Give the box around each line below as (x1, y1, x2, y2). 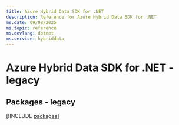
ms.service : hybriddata (6, 36, 65, 42)
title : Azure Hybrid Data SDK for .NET (6, 8, 104, 15)
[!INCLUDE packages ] (6, 113, 59, 119)
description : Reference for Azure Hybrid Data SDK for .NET (6, 14, 157, 20)
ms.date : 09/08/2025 (6, 19, 57, 25)
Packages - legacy (6, 97, 75, 107)
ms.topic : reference (6, 25, 57, 31)
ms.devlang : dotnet (6, 31, 54, 36)
